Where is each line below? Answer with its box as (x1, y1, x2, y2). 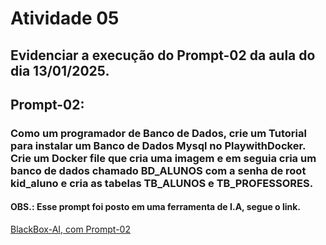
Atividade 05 (10, 7, 120, 30)
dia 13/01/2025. (10, 62, 110, 79)
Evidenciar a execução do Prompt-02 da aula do (10, 47, 316, 64)
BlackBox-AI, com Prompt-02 (10, 223, 131, 236)
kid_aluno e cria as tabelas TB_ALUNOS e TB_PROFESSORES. (10, 176, 314, 190)
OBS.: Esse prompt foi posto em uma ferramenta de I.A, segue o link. (10, 201, 302, 213)
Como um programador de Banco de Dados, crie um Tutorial (10, 126, 307, 140)
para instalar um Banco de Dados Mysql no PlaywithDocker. (10, 138, 306, 152)
